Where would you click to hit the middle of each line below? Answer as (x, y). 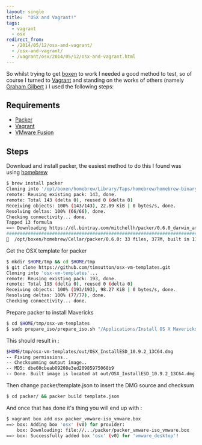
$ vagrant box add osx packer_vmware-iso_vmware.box (74, 419)
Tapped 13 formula (29, 222)
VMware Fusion (34, 132)
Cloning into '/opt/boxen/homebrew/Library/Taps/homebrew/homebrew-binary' (103, 189)
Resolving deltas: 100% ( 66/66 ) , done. (56, 211)
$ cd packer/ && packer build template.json (63, 396)
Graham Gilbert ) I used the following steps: (60, 86)
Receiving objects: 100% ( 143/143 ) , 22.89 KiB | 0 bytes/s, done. (91, 206)
